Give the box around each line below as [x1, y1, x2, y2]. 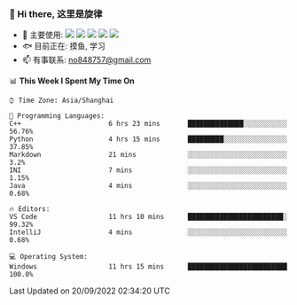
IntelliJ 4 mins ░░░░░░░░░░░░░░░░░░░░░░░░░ [9, 228, 288, 237]
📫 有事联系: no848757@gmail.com [21, 55, 152, 66]
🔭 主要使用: [21, 29, 64, 41]
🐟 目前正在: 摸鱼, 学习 [21, 41, 106, 51]
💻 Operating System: [9, 253, 89, 262]
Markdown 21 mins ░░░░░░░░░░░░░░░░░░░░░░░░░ [9, 151, 288, 160]
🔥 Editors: [9, 205, 51, 214]
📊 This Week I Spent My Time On [9, 75, 135, 86]
